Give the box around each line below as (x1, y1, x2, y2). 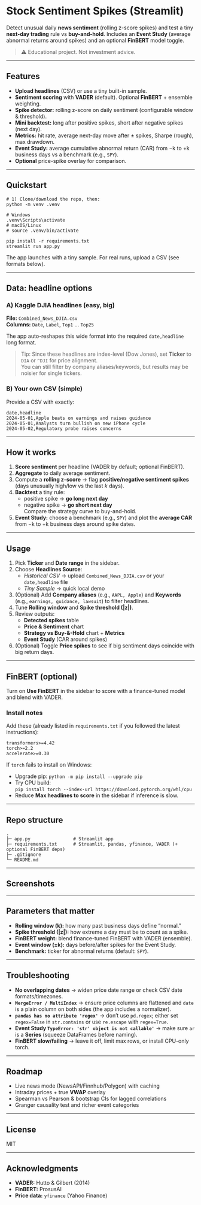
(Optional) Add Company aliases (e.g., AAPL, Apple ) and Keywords (14, 591, 181, 598)
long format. (6, 339, 36, 346)
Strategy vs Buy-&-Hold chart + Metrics (23, 629, 125, 637)
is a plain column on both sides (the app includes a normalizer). (14, 1005, 172, 1013)
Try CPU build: (14, 779, 51, 786)
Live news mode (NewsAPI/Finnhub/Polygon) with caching (14, 1082, 160, 1089)
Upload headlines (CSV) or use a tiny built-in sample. (14, 87, 148, 94)
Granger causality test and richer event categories (14, 1101, 139, 1109)
